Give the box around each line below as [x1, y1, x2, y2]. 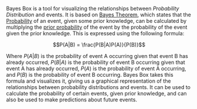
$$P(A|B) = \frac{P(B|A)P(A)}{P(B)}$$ [52, 41, 146, 48]
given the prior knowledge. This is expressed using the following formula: [6, 30, 185, 37]
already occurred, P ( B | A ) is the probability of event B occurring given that [6, 59, 186, 66]
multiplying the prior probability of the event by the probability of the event [6, 23, 188, 30]
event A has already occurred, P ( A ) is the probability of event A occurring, [6, 65, 187, 72]
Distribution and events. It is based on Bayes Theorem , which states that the [6, 11, 192, 18]
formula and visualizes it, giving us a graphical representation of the [6, 77, 171, 84]
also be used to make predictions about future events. [6, 96, 137, 103]
